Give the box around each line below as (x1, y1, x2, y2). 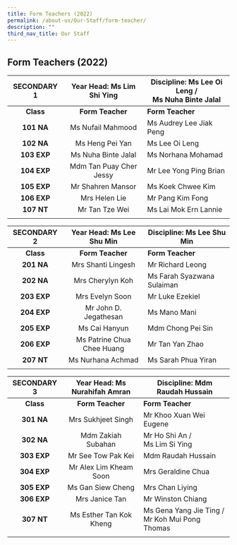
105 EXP (20, 181, 51, 191)
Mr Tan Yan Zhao (147, 340, 205, 349)
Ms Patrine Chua (75, 335, 132, 345)
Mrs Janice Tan (75, 494, 127, 504)
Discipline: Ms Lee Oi (150, 77, 223, 87)
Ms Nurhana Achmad (68, 355, 139, 365)
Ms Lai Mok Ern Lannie (147, 205, 223, 215)
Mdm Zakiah (80, 431, 122, 441)
